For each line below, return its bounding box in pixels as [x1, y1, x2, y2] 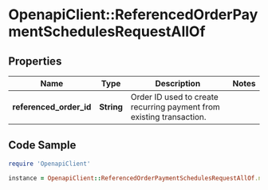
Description [155, 78, 201, 89]
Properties [8, 54, 62, 68]
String [99, 101, 124, 113]
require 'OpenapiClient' [8, 160, 91, 168]
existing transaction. [130, 112, 207, 122]
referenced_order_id [12, 101, 92, 113]
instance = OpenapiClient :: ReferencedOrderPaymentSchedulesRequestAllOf [8, 174, 255, 182]
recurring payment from [130, 101, 221, 113]
